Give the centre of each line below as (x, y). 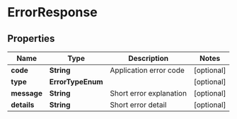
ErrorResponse (52, 12)
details (23, 105)
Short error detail (138, 105)
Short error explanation (149, 93)
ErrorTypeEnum (76, 82)
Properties (31, 39)
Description (148, 58)
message (27, 93)
